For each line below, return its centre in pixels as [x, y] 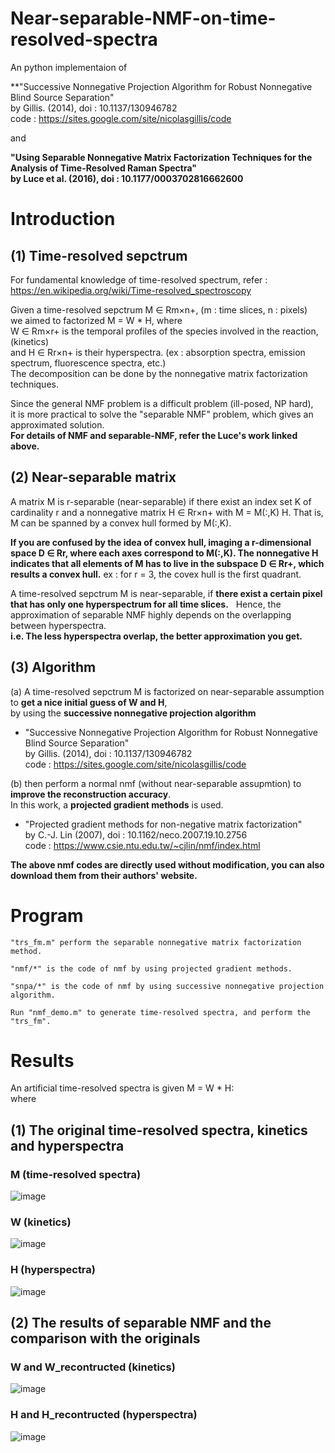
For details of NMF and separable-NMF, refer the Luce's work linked [154, 435]
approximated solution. [57, 424]
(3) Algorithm [53, 667]
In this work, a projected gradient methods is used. [117, 804]
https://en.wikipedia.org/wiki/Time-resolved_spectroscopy [131, 290]
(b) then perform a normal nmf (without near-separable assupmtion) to [156, 783]
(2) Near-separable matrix [93, 477]
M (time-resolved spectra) [76, 1174]
